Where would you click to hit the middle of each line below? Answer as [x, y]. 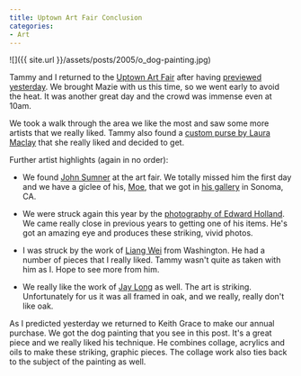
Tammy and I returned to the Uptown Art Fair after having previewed [136, 77]
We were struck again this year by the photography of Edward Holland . [154, 214]
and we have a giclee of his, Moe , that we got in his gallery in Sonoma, [153, 187]
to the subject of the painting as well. [78, 362]
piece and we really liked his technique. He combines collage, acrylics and [147, 343]
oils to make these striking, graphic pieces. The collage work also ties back [148, 353]
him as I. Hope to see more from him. [91, 270]
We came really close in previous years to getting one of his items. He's [155, 224]
